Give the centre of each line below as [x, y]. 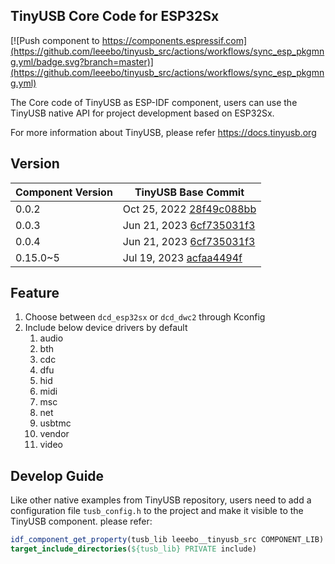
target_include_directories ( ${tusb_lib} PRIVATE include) [133, 549]
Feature [35, 293]
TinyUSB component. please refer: [81, 521]
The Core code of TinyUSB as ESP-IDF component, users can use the [154, 102]
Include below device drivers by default [106, 328]
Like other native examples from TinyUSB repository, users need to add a [161, 500]
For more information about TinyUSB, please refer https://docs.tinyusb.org [163, 132]
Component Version [64, 192]
